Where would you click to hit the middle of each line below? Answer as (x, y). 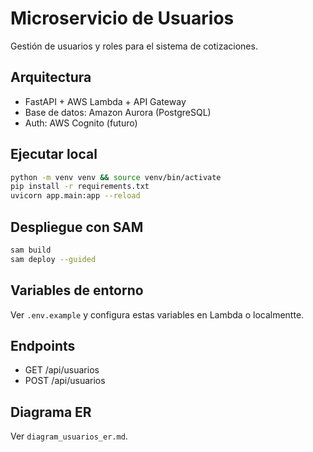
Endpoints (43, 345)
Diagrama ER (51, 412)
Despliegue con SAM (77, 227)
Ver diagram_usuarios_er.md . (69, 436)
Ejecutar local (54, 154)
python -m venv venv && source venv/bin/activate (116, 177)
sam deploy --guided (53, 259)
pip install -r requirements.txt (80, 187)
